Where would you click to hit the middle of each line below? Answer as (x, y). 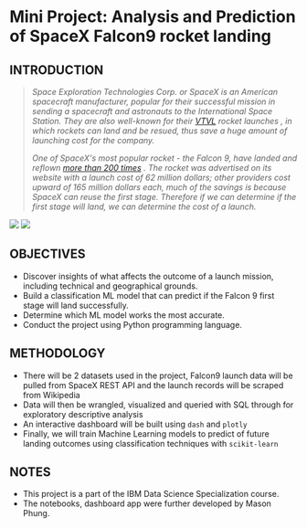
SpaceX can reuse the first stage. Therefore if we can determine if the (164, 197)
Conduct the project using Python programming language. (132, 324)
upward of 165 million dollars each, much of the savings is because (159, 187)
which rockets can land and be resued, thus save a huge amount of (159, 131)
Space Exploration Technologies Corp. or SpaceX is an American (155, 92)
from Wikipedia (51, 395)
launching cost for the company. (93, 140)
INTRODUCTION (57, 70)
